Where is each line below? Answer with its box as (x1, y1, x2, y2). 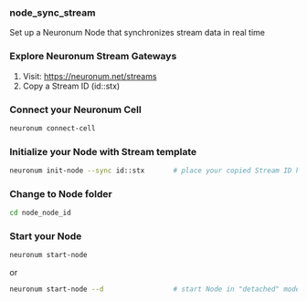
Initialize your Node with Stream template (9, 145, 197, 158)
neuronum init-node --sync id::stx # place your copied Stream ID (9, 166, 292, 175)
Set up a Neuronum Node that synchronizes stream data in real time (9, 27, 265, 38)
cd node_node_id (9, 208, 71, 218)
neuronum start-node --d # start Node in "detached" (9, 285, 281, 294)
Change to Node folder (9, 187, 112, 200)
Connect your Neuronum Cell (9, 103, 142, 116)
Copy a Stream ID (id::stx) (22, 80, 121, 91)
